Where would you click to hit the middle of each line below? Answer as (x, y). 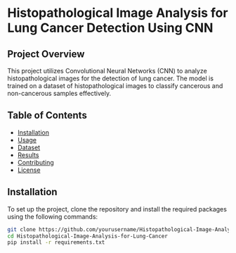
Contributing (35, 162)
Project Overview (46, 54)
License (29, 170)
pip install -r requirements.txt (56, 242)
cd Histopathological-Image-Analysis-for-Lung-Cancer (88, 236)
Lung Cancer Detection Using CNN (110, 28)
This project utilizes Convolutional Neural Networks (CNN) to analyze (107, 71)
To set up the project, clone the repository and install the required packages (117, 209)
